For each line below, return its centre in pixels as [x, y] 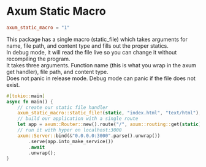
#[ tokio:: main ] [26, 96]
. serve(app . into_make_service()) [71, 141]
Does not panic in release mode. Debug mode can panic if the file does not [101, 78]
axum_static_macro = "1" [38, 28]
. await [37, 147]
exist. [13, 84]
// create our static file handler [63, 107]
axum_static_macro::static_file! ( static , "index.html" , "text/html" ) [108, 113]
